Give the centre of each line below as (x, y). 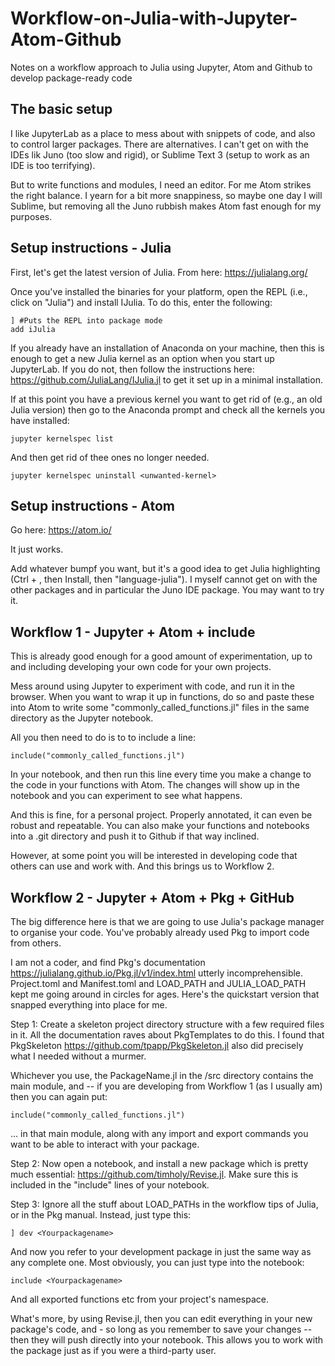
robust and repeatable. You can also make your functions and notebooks (160, 826)
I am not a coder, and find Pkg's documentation (108, 962)
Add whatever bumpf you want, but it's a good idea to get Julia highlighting (165, 569)
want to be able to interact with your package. (105, 1144)
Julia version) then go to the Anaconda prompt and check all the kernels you (168, 409)
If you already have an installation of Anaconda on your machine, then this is (167, 348)
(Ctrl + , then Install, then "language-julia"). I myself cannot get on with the (164, 579)
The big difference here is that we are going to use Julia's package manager (167, 921)
